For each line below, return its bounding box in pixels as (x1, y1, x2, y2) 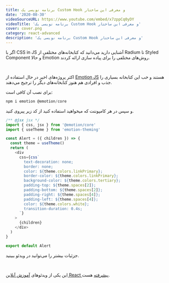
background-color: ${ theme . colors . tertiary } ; (24, 178, 121, 183)
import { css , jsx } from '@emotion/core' (6, 122, 96, 127)
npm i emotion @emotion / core (6, 99, 67, 104)
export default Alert (6, 243, 51, 248)
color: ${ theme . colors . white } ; (24, 202, 90, 207)
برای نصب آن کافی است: (6, 89, 53, 95)
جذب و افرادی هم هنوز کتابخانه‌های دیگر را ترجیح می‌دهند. (6, 79, 112, 85)
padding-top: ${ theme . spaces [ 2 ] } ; (24, 183, 96, 188)
